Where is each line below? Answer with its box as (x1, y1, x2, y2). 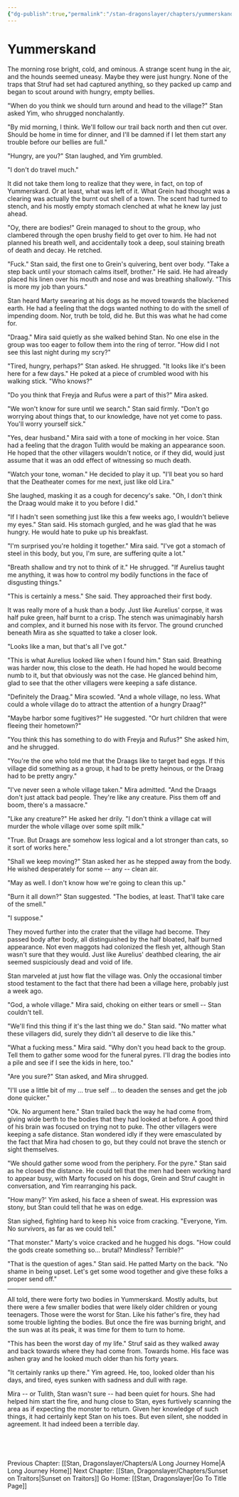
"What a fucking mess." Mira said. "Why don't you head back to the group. (7, 1043, 226, 1051)
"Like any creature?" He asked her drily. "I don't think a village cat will (7, 814, 212, 823)
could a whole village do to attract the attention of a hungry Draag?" (7, 699, 207, 709)
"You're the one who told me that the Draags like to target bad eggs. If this (7, 756, 225, 765)
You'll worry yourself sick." (7, 419, 86, 428)
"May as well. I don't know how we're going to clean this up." (7, 878, 186, 887)
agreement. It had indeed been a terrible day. (7, 1419, 140, 1428)
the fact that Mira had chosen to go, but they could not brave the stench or (7, 1137, 226, 1146)
